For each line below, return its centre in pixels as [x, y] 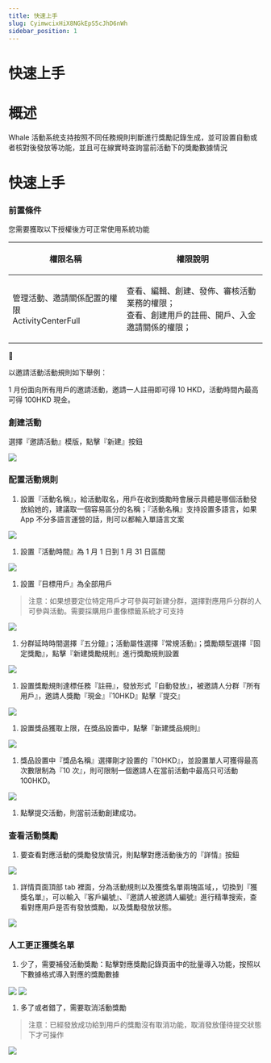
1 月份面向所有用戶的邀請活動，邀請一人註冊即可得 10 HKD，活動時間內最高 [133, 389]
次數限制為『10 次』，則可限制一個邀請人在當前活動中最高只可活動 [129, 770]
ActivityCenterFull [46, 320]
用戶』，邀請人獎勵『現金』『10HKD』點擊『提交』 [102, 696]
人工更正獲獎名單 [42, 945]
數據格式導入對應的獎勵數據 [73, 974]
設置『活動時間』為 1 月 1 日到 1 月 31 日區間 [92, 551]
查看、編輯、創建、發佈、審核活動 [191, 291]
